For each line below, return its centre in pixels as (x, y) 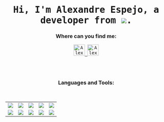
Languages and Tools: (86, 83)
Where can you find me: (86, 36)
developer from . (86, 21)
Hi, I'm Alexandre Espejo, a (86, 10)
